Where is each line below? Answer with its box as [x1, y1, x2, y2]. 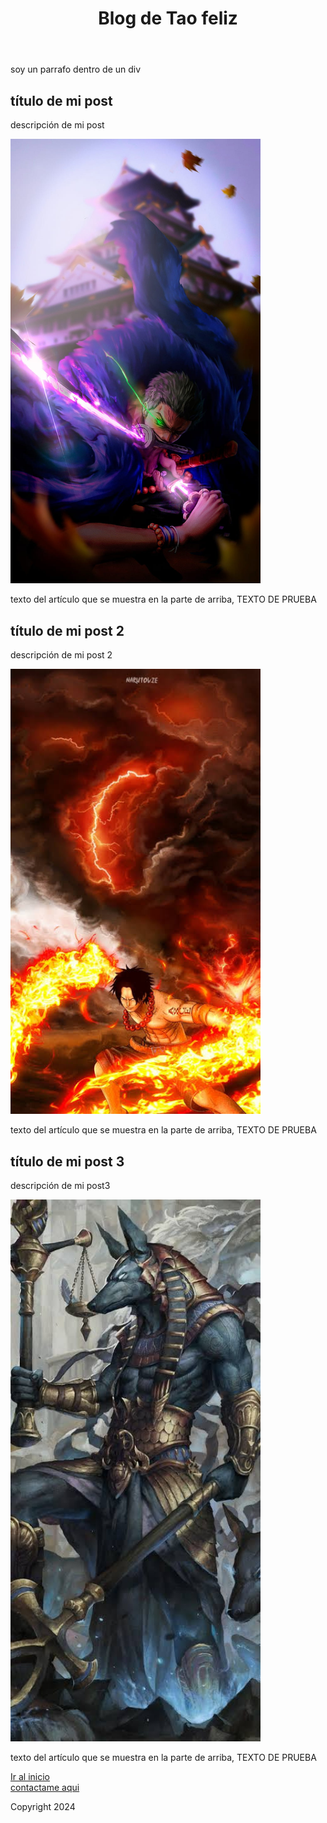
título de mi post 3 [10, 1153, 125, 1170]
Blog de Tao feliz [98, 7, 238, 30]
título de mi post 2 [10, 622, 125, 639]
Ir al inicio [10, 1771, 50, 1783]
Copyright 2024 [10, 1801, 76, 1813]
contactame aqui [10, 1782, 80, 1794]
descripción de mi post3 [10, 1180, 111, 1192]
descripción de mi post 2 [10, 648, 113, 661]
